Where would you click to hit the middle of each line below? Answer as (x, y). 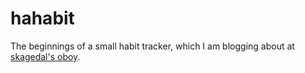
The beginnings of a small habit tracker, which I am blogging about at (152, 46)
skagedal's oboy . (45, 56)
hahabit (42, 18)
